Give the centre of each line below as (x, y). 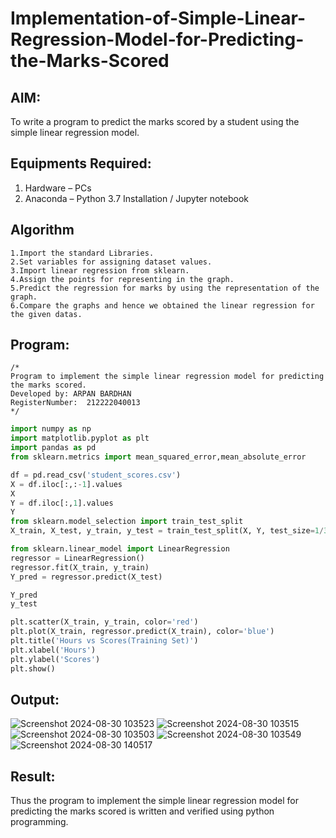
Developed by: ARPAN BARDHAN (71, 394)
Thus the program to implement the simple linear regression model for (154, 801)
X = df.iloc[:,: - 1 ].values (66, 484)
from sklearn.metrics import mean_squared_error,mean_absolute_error (158, 457)
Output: (35, 699)
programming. (39, 822)
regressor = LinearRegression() (77, 558)
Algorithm (42, 230)
